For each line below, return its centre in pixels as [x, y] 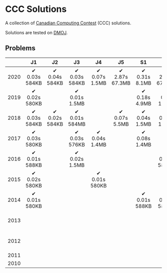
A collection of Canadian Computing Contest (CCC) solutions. [68, 23]
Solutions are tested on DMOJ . [37, 32]
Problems [20, 48]
